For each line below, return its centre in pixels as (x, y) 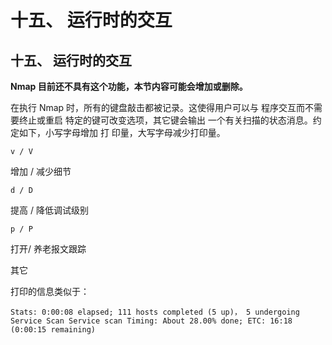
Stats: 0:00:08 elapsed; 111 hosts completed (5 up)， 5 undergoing (155, 312)
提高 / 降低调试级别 (49, 210)
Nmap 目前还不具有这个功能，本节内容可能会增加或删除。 (129, 86)
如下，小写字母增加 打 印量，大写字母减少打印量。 (122, 132)
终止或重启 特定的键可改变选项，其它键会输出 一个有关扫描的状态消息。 (165, 120)
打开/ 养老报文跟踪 (48, 249)
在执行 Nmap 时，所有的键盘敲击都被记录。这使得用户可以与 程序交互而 (158, 107)
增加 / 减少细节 (41, 171)
